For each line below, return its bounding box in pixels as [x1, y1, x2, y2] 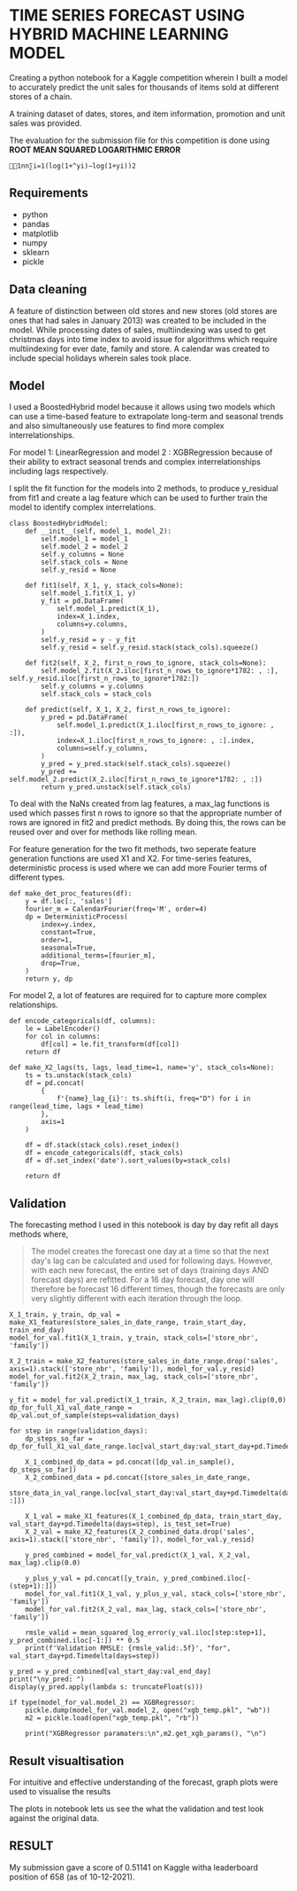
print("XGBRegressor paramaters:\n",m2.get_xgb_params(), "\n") [25, 1730, 267, 1739]
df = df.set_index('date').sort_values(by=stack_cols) [25, 1156, 232, 1166]
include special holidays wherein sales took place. [9, 352, 192, 363]
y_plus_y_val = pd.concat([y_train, [25, 1575, 161, 1583]
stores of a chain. [9, 90, 72, 102]
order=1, [41, 936, 73, 945]
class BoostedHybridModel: [9, 520, 109, 528]
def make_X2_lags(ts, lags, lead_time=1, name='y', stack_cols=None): [9, 1063, 275, 1073]
